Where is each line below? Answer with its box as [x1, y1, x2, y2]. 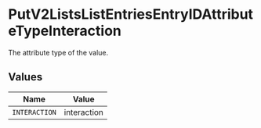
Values [8, 70, 43, 84]
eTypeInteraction [8, 22, 121, 40]
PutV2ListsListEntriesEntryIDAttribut [8, 5, 253, 23]
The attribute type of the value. [8, 48, 109, 57]
